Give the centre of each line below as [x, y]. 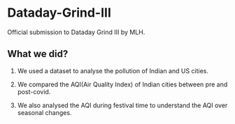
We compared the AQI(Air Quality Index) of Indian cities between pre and [122, 84]
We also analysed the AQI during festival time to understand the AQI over [122, 105]
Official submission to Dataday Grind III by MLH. [76, 32]
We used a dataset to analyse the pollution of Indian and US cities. [113, 70]
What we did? [38, 54]
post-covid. [34, 91]
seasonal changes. [44, 112]
